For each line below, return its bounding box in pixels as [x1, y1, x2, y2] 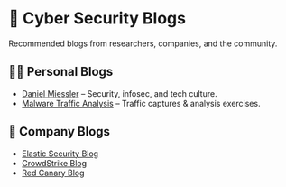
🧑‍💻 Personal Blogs [8, 64, 114, 79]
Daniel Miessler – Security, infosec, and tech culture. [21, 88, 217, 98]
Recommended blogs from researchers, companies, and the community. [8, 38, 278, 49]
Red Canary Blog [21, 167, 85, 178]
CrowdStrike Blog [21, 157, 88, 168]
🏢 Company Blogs [8, 124, 110, 139]
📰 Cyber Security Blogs [8, 8, 187, 29]
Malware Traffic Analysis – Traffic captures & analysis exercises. [21, 98, 261, 108]
